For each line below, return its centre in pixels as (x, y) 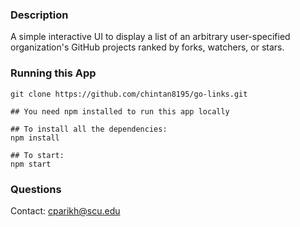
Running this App (53, 73)
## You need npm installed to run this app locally (120, 111)
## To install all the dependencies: (89, 129)
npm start (31, 164)
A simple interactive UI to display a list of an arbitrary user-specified (150, 37)
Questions (36, 189)
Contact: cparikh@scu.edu (65, 210)
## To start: (37, 155)
